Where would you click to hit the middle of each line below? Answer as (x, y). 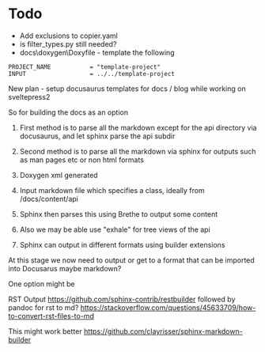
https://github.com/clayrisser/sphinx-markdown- (163, 331)
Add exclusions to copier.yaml (69, 36)
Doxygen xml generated (59, 175)
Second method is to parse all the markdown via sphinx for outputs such (138, 151)
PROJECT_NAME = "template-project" (84, 67)
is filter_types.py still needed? (68, 44)
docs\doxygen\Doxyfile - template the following (97, 52)
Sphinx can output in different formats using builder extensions (122, 244)
